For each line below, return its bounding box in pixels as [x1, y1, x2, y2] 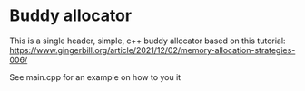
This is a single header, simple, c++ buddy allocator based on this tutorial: [9, 35, 286, 46]
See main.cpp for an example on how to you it [9, 71, 182, 82]
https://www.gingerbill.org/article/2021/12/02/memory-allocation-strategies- [9, 44, 296, 55]
